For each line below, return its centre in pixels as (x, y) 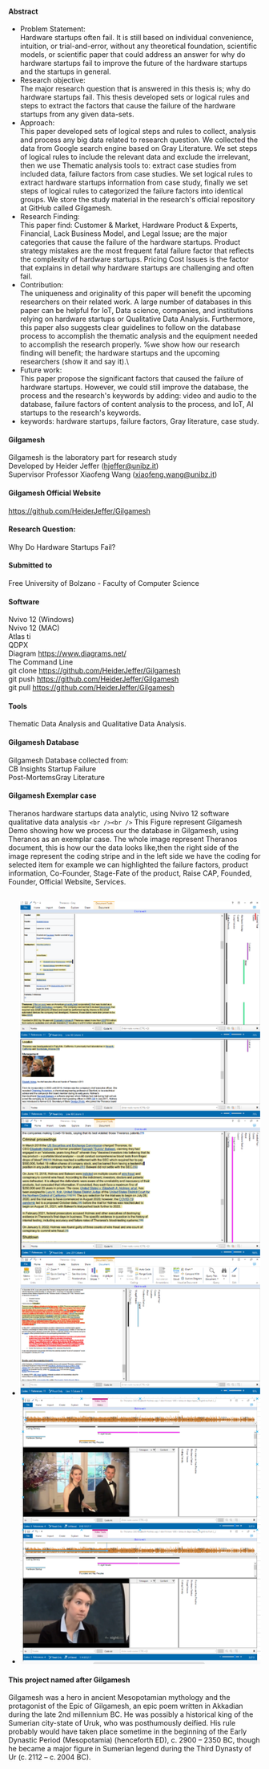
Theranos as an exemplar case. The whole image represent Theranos (123, 839)
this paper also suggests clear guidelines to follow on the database (130, 327)
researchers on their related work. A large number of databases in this (136, 302)
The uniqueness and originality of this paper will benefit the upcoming (135, 294)
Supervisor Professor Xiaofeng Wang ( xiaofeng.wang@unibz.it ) (113, 474)
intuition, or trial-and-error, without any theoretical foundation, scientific (139, 46)
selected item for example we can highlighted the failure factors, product (128, 864)
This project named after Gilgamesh (69, 1680)
